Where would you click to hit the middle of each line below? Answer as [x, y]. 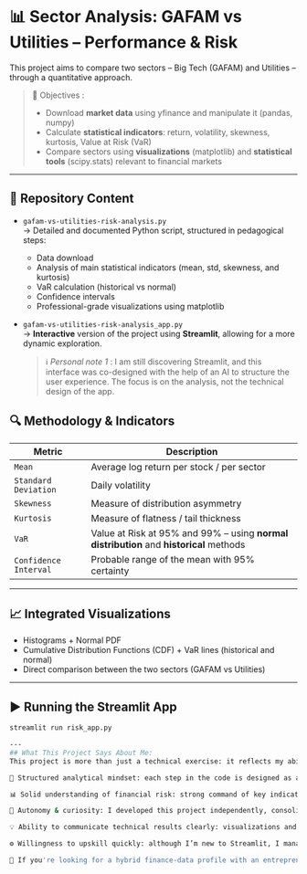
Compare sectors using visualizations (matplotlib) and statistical [169, 152]
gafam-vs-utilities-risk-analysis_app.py [102, 324]
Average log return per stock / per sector [179, 467]
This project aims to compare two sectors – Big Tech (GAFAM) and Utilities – [153, 68]
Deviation [35, 490]
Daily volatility [121, 485]
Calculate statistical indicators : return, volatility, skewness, [158, 132]
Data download [65, 258]
